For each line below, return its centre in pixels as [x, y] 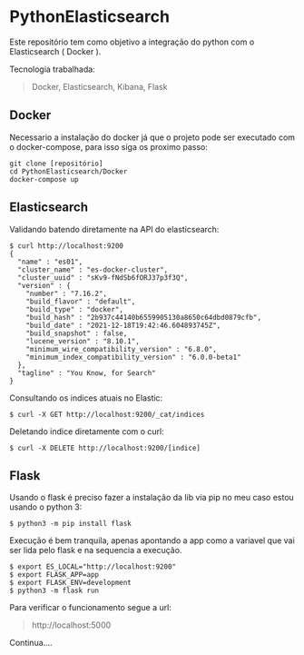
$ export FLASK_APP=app [54, 575]
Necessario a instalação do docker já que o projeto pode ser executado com [152, 137]
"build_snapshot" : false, [77, 333]
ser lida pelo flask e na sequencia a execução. [96, 551]
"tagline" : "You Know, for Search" [87, 373]
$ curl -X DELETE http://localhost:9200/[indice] [105, 448]
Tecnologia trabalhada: [52, 69]
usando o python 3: [46, 507]
